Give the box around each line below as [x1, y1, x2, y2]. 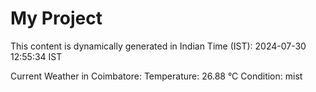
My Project [10, 7, 103, 30]
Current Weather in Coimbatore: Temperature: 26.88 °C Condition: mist [10, 70, 303, 82]
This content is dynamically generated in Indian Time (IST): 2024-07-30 [10, 40, 307, 52]
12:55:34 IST [10, 50, 63, 62]
